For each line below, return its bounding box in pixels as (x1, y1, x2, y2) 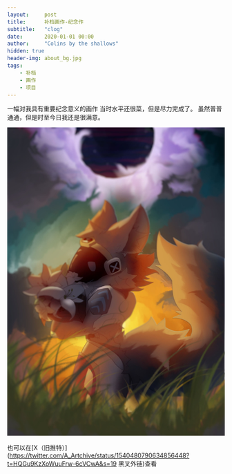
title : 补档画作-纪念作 (7, 18, 84, 26)
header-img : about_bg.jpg (7, 55, 81, 62)
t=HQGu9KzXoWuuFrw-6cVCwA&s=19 (7, 459, 117, 468)
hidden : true (7, 48, 45, 55)
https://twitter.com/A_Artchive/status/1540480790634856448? (9, 451, 190, 459)
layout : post (7, 11, 57, 18)
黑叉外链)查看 (118, 459, 157, 468)
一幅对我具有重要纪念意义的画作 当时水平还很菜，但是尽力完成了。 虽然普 (7, 104, 216, 113)
